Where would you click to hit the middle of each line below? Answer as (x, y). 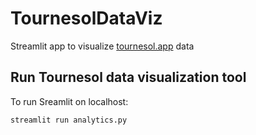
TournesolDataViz (86, 18)
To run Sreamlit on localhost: (69, 101)
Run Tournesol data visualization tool (128, 77)
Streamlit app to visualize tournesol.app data (102, 46)
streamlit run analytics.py (69, 120)
